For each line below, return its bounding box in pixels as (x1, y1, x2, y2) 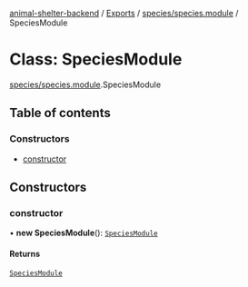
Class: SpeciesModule (9, 49, 183, 70)
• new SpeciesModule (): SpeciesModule (9, 227, 159, 239)
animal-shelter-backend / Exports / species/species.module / (9, 8, 239, 18)
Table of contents (9, 105, 111, 121)
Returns (9, 248, 41, 259)
